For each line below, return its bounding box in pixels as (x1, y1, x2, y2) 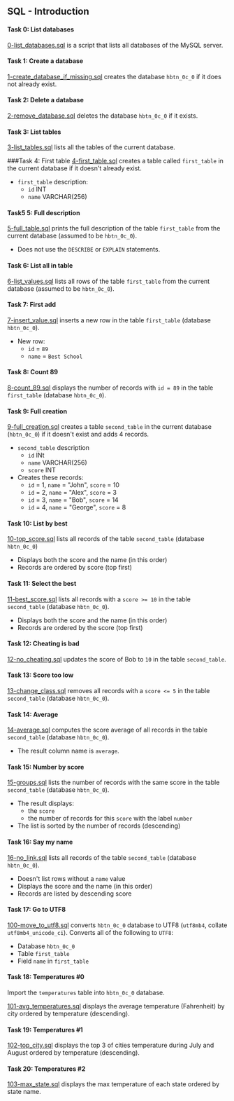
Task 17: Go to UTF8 (7, 905, 66, 914)
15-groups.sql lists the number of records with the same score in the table (7, 778, 220, 787)
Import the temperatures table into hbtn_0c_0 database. (7, 988, 166, 997)
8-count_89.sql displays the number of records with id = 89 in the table (7, 383, 214, 392)
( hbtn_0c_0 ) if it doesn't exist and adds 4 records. (7, 430, 149, 439)
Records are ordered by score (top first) (17, 563, 133, 572)
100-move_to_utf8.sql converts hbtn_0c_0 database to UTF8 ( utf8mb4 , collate (7, 921, 228, 929)
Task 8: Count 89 (7, 368, 58, 376)
